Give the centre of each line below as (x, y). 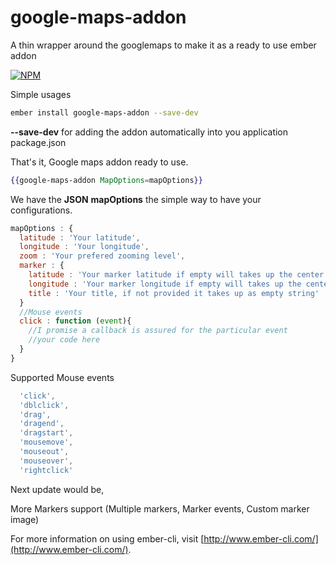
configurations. (41, 210)
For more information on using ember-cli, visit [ (107, 538)
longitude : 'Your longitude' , (84, 247)
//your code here (64, 340)
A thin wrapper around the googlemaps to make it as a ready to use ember (163, 45)
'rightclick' (46, 470)
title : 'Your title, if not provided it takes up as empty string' (174, 293)
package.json (38, 142)
